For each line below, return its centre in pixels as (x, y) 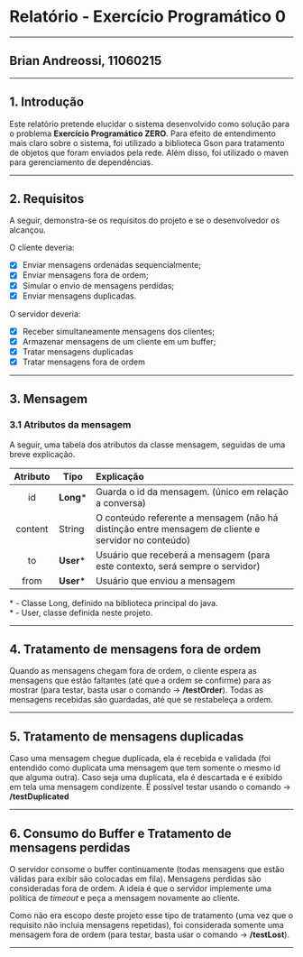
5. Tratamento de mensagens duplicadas (127, 736)
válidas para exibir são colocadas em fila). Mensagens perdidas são (135, 879)
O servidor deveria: (45, 314)
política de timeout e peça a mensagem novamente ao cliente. (125, 898)
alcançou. (28, 230)
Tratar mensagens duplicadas (78, 351)
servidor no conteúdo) (143, 540)
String (71, 529)
